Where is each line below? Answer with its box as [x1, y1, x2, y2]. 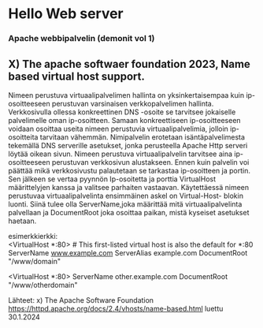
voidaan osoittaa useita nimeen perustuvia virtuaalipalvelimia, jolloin [8, 124, 228, 133]
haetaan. [8, 216, 37, 225]
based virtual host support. [8, 69, 146, 83]
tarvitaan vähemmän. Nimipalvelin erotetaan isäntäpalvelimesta [39, 132, 246, 142]
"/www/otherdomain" [8, 280, 78, 289]
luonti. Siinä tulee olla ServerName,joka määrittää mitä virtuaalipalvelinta [8, 199, 243, 209]
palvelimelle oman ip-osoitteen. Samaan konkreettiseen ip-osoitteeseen [8, 115, 242, 125]
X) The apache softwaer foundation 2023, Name [8, 57, 250, 71]
